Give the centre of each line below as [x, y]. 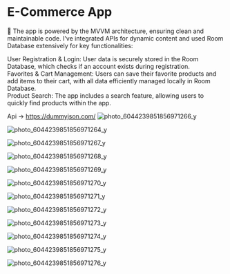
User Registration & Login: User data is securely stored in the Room [103, 59]
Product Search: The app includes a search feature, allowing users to [106, 95]
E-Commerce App [60, 12]
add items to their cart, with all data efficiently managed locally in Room [109, 81]
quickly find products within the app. [59, 103]
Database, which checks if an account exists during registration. [98, 66]
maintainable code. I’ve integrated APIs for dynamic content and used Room [115, 38]
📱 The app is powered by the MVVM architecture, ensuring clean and [106, 31]
